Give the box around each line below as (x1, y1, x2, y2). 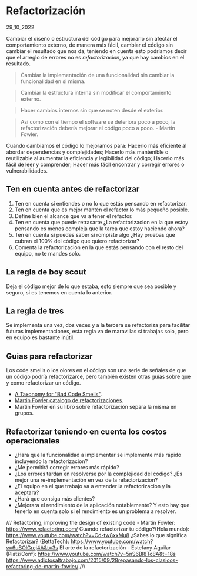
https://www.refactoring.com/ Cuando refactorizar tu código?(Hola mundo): (6, 525, 190, 532)
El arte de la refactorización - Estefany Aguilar (59, 544, 171, 551)
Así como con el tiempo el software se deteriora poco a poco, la (20, 118, 176, 125)
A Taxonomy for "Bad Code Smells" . (14, 390, 102, 398)
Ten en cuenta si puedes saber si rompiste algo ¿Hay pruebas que (14, 231, 175, 238)
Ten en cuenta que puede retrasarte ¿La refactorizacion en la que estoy (14, 219, 189, 226)
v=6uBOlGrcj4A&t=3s (6, 544, 59, 551)
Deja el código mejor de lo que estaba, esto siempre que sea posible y (6, 283, 176, 290)
